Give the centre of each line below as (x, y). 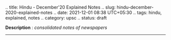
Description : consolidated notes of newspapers (56, 27)
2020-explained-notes (29, 12)
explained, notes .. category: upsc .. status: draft (56, 18)
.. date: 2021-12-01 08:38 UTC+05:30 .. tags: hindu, (107, 12)
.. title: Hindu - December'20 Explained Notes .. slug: (61, 7)
